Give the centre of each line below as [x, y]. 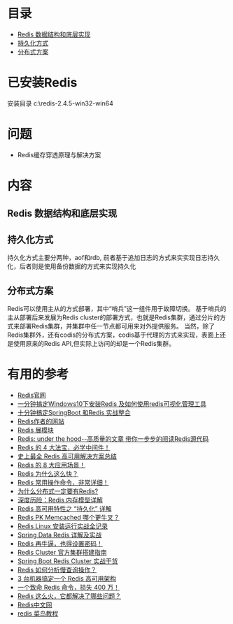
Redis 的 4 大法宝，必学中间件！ [64, 447]
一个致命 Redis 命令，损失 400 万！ [69, 587]
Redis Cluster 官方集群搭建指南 [62, 552]
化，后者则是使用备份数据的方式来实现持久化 [72, 266]
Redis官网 [32, 395]
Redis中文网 [35, 604]
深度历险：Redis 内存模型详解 [60, 500]
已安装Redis [42, 83]
